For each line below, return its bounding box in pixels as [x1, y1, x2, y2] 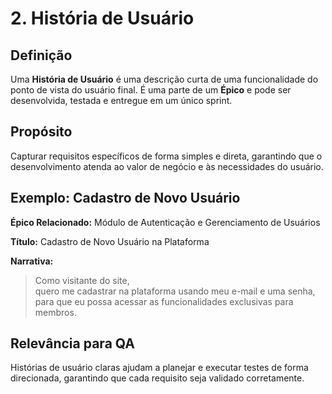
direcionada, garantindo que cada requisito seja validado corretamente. [10, 372, 305, 384]
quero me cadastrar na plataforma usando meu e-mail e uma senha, [34, 285, 316, 297]
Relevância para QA [10, 335, 135, 352]
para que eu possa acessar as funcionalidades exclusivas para [34, 295, 294, 307]
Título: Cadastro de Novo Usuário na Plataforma [10, 235, 210, 247]
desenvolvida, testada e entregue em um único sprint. [10, 95, 233, 106]
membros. [34, 306, 77, 318]
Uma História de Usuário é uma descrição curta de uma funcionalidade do [10, 73, 319, 85]
